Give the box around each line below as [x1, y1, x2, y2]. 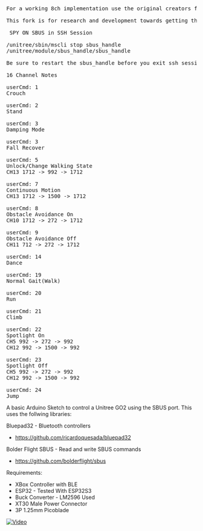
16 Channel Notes [6, 72, 57, 78]
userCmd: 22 [6, 326, 42, 332]
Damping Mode [6, 127, 45, 133]
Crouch [6, 90, 26, 96]
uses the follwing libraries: [6, 411, 72, 417]
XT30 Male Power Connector [14, 500, 88, 507]
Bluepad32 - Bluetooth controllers [6, 422, 91, 429]
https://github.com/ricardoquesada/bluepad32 [14, 434, 132, 441]
